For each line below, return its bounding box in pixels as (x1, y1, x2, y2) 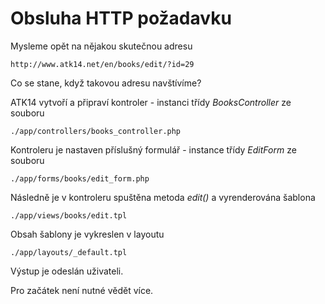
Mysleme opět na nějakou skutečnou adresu (10, 40, 193, 52)
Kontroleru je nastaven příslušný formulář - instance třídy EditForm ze (10, 143, 297, 156)
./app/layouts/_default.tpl (10, 247, 128, 257)
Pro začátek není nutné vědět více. (10, 284, 154, 296)
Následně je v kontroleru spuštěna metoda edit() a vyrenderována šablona (10, 191, 316, 203)
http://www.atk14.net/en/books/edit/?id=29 (10, 59, 195, 69)
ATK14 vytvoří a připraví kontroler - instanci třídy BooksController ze (10, 96, 292, 108)
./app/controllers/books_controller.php (10, 126, 182, 136)
